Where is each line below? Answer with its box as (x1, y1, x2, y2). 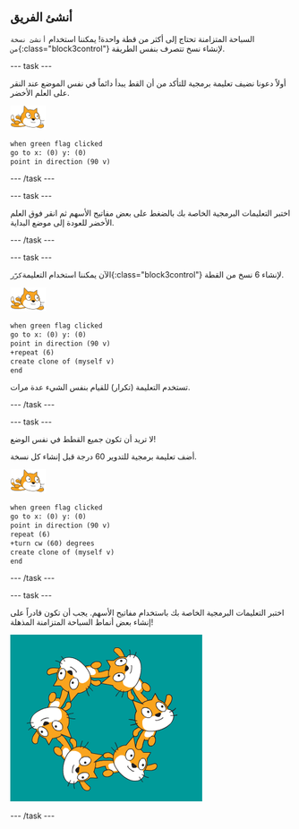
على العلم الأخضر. (10, 87, 70, 98)
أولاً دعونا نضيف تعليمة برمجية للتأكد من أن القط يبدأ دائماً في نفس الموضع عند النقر (10, 78, 286, 89)
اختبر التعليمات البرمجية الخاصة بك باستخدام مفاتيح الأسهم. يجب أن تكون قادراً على (10, 607, 285, 618)
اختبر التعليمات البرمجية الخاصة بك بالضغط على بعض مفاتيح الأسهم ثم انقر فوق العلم (10, 208, 291, 218)
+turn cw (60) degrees (10, 539, 95, 548)
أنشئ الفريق (10, 10, 73, 25)
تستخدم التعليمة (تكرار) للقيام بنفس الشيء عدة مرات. (10, 381, 191, 392)
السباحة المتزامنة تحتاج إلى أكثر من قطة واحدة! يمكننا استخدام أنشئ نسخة (10, 33, 255, 44)
